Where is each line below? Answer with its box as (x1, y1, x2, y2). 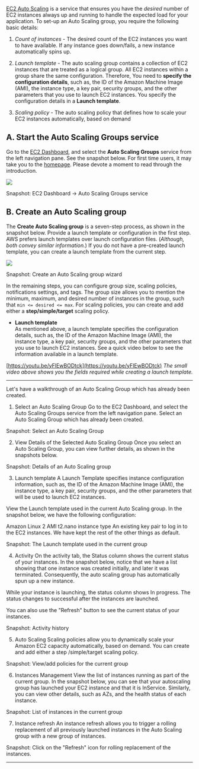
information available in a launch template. (14, 350, 118, 357)
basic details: (6, 24, 38, 31)
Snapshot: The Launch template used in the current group (6, 540, 148, 548)
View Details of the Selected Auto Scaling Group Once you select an (14, 439, 182, 446)
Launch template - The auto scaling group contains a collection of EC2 (14, 59, 188, 67)
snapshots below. (14, 451, 58, 458)
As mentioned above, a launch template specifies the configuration (14, 325, 179, 332)
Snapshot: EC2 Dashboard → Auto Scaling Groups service (6, 189, 148, 197)
